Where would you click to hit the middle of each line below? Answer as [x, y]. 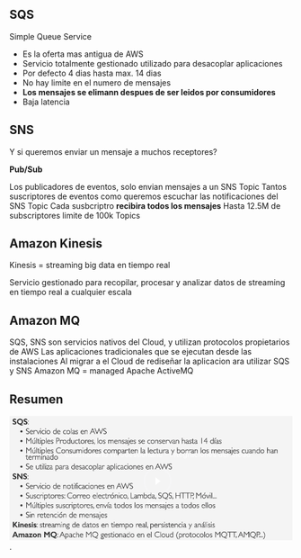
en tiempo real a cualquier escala [71, 292]
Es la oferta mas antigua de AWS [83, 54]
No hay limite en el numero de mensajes [97, 82]
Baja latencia [46, 102]
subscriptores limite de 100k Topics [75, 215]
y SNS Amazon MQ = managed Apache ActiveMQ [102, 371]
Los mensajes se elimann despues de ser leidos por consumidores [149, 92]
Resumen [36, 399]
